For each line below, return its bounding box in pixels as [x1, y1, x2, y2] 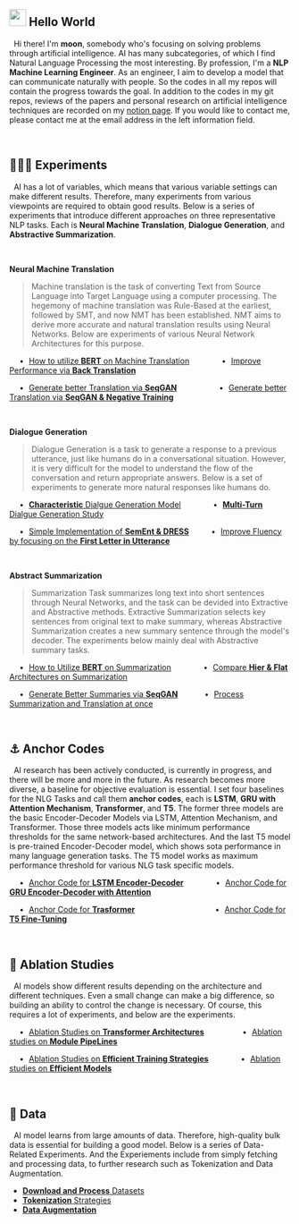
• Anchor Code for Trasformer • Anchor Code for [19, 905, 287, 915]
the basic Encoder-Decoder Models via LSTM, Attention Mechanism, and [9, 812, 278, 823]
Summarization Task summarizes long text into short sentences [30, 587, 265, 598]
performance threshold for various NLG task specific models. [9, 860, 235, 871]
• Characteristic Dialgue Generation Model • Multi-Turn [19, 498, 263, 510]
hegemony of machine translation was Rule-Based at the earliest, [30, 300, 272, 310]
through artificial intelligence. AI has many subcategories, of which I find [9, 47, 276, 58]
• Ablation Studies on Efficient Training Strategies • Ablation [19, 1053, 281, 1065]
